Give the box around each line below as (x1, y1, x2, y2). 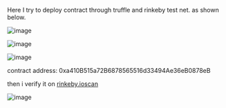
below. (7, 13, 26, 21)
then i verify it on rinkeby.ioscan (7, 80, 99, 88)
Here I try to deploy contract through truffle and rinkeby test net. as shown (7, 6, 219, 14)
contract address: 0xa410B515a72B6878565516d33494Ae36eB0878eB (7, 67, 211, 74)
